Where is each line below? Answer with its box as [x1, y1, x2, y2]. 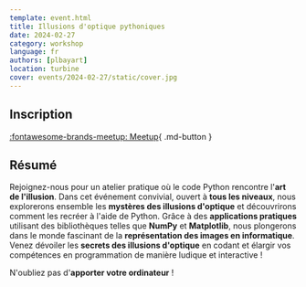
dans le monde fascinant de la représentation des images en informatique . [9, 230, 295, 241]
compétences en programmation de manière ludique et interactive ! [9, 250, 263, 260]
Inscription [9, 107, 73, 122]
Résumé [9, 157, 58, 173]
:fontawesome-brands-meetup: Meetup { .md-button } [9, 131, 213, 142]
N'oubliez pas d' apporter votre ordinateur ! [9, 267, 174, 279]
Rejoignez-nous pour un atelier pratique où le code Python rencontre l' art [9, 182, 286, 193]
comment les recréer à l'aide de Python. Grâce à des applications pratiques [9, 211, 297, 222]
